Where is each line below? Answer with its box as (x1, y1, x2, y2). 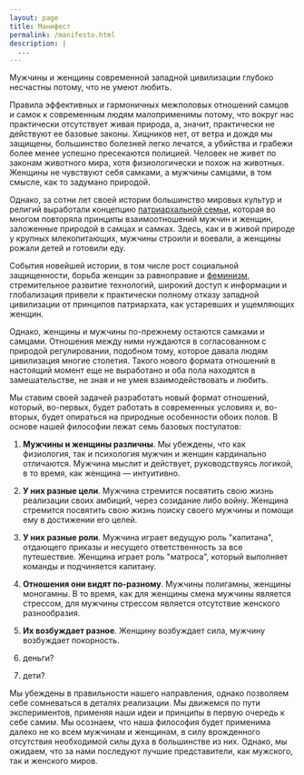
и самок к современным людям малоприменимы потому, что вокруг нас (9, 109, 295, 120)
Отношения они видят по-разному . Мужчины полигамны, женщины (22, 579, 292, 589)
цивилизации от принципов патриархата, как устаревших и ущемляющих (9, 299, 295, 310)
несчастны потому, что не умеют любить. (9, 82, 172, 93)
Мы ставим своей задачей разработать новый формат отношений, (9, 392, 270, 403)
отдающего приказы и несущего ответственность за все (22, 542, 243, 553)
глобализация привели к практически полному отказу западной (9, 289, 260, 300)
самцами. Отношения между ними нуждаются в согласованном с (9, 336, 267, 347)
